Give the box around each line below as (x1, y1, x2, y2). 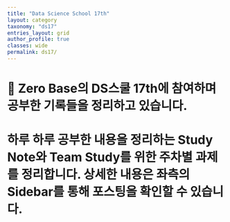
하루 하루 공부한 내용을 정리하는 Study (7, 132, 213, 148)
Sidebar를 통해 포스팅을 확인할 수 (7, 184, 188, 200)
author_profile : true (7, 36, 70, 43)
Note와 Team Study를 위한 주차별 (7, 149, 193, 165)
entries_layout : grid (7, 29, 70, 37)
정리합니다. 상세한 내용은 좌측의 (21, 167, 191, 183)
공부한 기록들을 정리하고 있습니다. (7, 98, 188, 114)
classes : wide (7, 42, 48, 49)
